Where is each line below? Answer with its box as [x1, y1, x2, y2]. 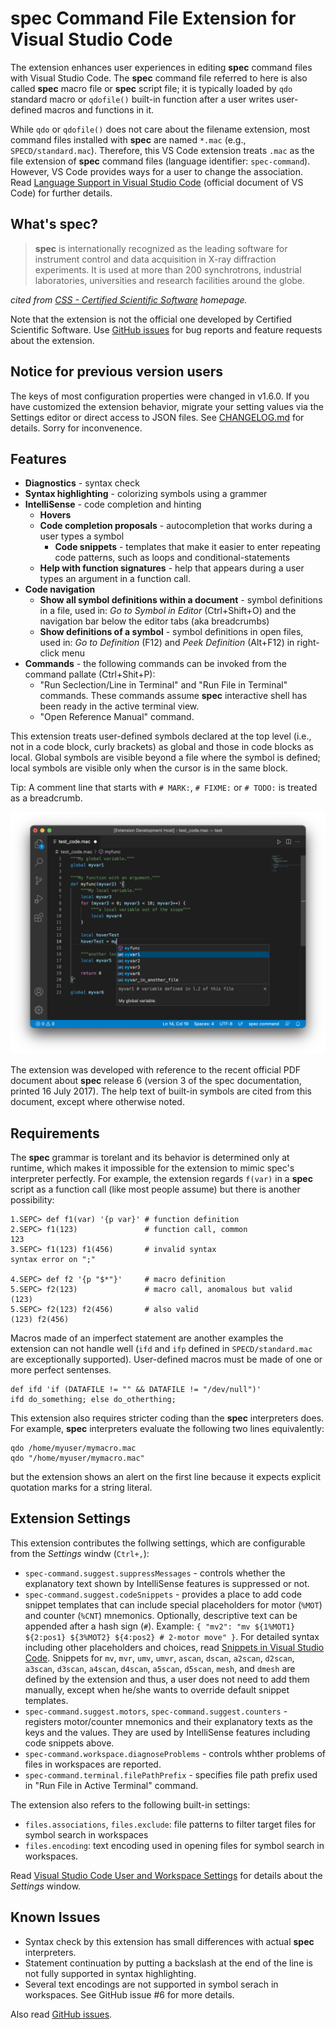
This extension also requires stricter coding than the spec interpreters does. [10, 1412, 325, 1424]
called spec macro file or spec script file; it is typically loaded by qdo [10, 82, 293, 94]
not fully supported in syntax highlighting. [24, 1967, 197, 1979]
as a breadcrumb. [10, 792, 83, 804]
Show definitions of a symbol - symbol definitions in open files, [39, 626, 304, 638]
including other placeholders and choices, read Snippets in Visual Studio [24, 1641, 325, 1653]
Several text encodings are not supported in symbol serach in [24, 1978, 279, 1990]
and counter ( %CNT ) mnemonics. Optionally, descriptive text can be [24, 1609, 298, 1621]
